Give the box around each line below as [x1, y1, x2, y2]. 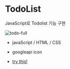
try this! [12, 58, 28, 64]
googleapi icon [12, 49, 42, 55]
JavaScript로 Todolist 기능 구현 [5, 20, 66, 26]
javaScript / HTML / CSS [12, 39, 61, 45]
